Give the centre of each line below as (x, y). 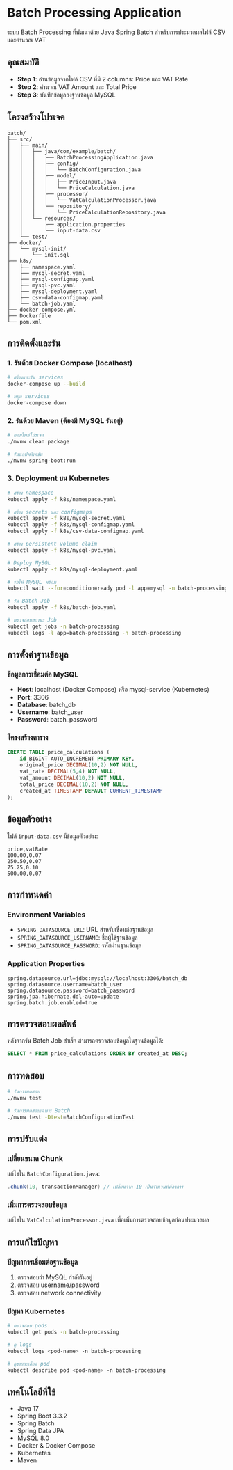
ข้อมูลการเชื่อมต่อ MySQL (43, 674)
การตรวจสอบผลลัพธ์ (42, 1024)
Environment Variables (46, 915)
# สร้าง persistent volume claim (52, 544)
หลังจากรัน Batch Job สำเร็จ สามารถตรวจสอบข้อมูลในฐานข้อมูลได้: (86, 1041)
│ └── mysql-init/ (37, 248)
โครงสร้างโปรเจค (36, 117)
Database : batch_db (46, 705)
